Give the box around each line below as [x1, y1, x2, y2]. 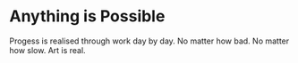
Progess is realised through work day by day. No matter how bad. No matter [9, 35, 290, 46]
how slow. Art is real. [9, 44, 87, 55]
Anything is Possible [9, 6, 166, 27]
